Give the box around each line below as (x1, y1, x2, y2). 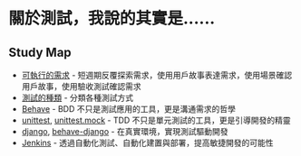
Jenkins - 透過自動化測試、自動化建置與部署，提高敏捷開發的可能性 (21, 137, 274, 148)
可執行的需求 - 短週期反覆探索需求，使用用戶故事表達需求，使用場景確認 (21, 69, 293, 80)
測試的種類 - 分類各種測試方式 (21, 92, 134, 103)
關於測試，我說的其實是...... (8, 8, 216, 29)
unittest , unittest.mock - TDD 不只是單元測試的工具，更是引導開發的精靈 (21, 115, 291, 125)
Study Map (8, 44, 72, 60)
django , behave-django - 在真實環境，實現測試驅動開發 (21, 126, 228, 136)
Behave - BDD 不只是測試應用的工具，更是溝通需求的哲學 (21, 104, 237, 114)
